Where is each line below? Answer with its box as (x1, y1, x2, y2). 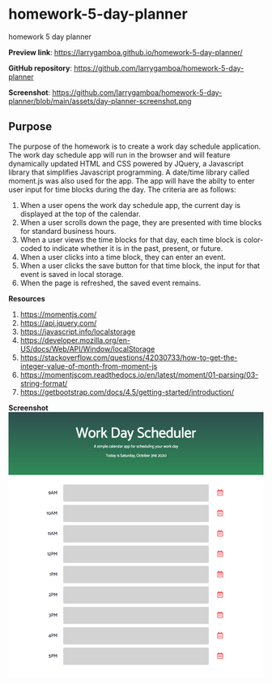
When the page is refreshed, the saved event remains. (19, 278, 202, 288)
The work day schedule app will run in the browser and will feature (8, 149, 231, 159)
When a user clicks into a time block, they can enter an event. (19, 252, 227, 262)
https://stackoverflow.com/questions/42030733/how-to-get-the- (19, 353, 238, 362)
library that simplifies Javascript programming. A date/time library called (8, 167, 249, 177)
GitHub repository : (8, 63, 73, 73)
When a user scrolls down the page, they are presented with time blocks (19, 217, 262, 227)
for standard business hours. (19, 226, 117, 236)
